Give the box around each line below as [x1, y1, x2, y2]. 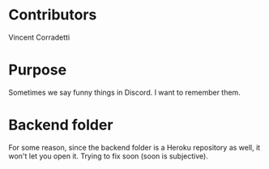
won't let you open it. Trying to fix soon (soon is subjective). [8, 151, 208, 161]
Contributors [8, 6, 97, 24]
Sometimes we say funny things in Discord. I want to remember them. [8, 87, 241, 97]
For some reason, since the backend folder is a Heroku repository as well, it [8, 142, 261, 152]
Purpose [8, 61, 67, 79]
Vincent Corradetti [8, 32, 70, 42]
